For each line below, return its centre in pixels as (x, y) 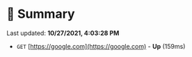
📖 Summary (41, 14)
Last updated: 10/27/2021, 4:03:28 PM (63, 33)
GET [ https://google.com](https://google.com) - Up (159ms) (101, 46)
